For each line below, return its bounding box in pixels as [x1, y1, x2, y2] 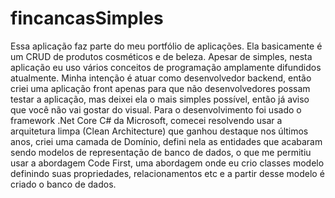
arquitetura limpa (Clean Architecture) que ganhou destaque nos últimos [10, 125, 309, 137]
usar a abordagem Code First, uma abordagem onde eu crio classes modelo [10, 157, 325, 169]
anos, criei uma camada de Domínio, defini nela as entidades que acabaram [10, 135, 323, 147]
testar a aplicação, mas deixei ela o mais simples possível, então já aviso [10, 93, 310, 105]
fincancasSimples [10, 7, 164, 30]
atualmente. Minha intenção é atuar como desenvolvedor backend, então [10, 72, 312, 84]
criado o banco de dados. [10, 178, 117, 190]
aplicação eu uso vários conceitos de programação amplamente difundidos [10, 61, 322, 73]
